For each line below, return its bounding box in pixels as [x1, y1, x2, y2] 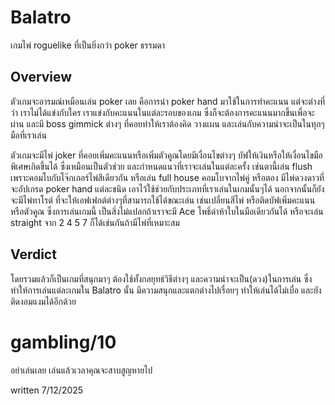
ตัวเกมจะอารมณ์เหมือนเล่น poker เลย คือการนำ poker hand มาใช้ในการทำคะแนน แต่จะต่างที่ [10, 95, 326, 107]
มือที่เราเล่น [10, 129, 47, 141]
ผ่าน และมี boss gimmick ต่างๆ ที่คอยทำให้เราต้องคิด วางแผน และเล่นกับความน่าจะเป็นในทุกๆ [10, 117, 325, 130]
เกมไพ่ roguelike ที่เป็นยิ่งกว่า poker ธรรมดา [10, 39, 165, 51]
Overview [10, 69, 73, 86]
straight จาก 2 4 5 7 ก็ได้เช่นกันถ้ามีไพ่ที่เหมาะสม [10, 216, 180, 228]
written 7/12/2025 [10, 384, 84, 396]
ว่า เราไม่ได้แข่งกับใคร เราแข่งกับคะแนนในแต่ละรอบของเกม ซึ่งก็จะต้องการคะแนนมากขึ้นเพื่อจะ [10, 106, 315, 118]
